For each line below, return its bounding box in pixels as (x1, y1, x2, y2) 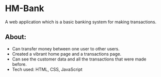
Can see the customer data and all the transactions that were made (12, 56, 146, 62)
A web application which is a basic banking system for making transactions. (5, 19, 157, 25)
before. (12, 61, 27, 67)
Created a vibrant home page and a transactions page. (12, 51, 122, 57)
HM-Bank (5, 3, 45, 14)
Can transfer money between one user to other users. (12, 46, 120, 51)
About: (5, 33, 27, 41)
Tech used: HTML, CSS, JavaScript (12, 66, 82, 72)
